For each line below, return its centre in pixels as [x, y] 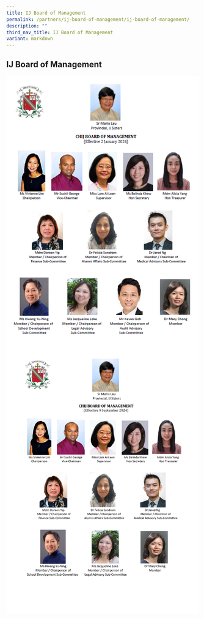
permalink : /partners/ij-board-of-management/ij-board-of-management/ [98, 19]
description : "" [27, 26]
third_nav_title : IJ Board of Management [60, 32]
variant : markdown [30, 39]
